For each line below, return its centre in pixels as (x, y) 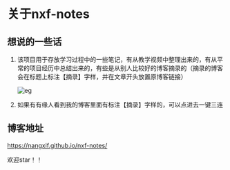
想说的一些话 (35, 42)
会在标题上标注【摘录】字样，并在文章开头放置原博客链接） (102, 77)
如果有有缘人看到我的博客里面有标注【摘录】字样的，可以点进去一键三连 (120, 105)
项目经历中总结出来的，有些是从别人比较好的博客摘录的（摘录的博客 (126, 68)
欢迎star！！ (25, 160)
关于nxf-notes (48, 14)
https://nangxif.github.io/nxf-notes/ (57, 145)
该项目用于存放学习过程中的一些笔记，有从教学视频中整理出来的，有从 (117, 60)
